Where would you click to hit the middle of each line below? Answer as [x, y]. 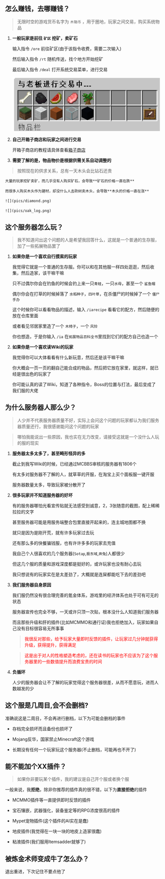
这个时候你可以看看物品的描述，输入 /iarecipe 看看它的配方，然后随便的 [86, 310]
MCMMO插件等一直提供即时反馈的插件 [51, 800]
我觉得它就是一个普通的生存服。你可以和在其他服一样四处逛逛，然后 [81, 267]
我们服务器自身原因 [32, 585]
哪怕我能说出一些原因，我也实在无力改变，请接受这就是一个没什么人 [86, 437]
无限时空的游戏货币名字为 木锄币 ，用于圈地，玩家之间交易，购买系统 [86, 22]
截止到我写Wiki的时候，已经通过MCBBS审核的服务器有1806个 [74, 464]
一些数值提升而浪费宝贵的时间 [72, 661]
